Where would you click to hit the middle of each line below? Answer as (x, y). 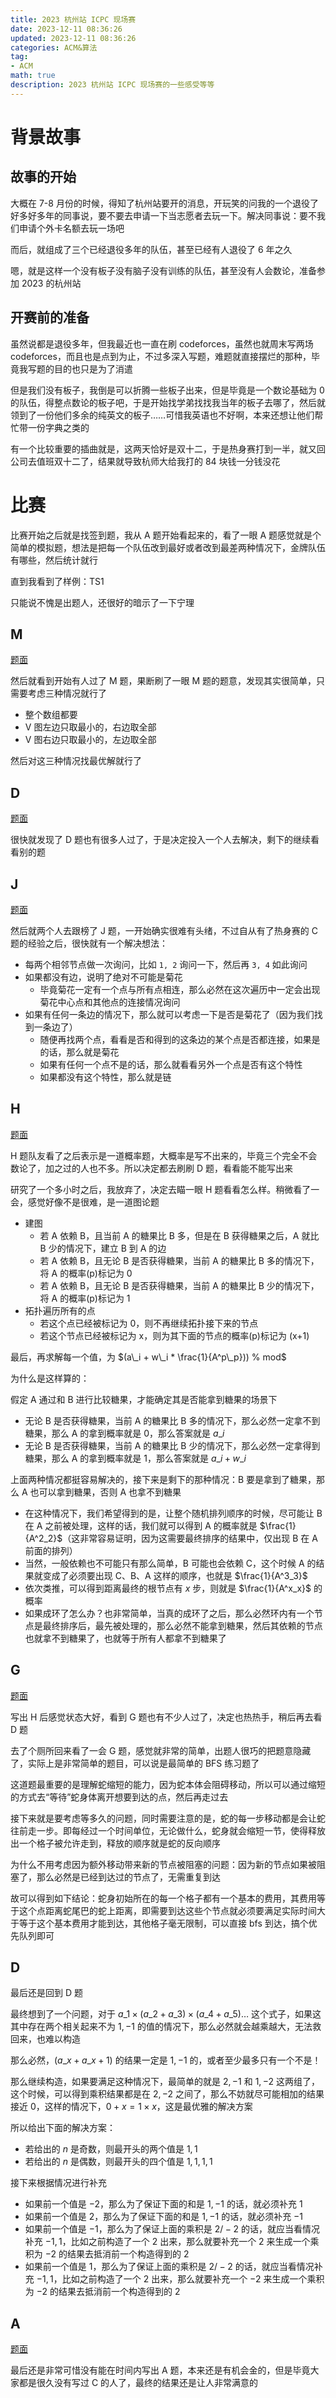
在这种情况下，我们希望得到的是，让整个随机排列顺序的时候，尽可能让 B (173, 1513)
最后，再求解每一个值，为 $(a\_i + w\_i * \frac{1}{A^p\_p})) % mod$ (148, 1357)
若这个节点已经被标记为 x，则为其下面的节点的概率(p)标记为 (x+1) (174, 1335)
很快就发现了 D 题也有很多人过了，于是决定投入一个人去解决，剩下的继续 (160, 840)
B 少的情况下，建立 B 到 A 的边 (103, 1248)
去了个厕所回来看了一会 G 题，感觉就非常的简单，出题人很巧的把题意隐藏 (161, 1750)
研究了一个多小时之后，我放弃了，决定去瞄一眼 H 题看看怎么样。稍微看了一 (165, 1189)
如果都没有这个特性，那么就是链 (105, 1077)
